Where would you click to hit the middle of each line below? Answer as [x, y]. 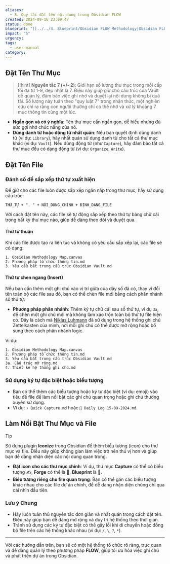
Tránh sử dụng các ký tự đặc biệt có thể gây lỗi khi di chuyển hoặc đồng [88, 525]
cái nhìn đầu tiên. [31, 490]
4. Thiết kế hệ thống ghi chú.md [40, 368]
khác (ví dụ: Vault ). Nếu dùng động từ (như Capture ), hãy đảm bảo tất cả [88, 144]
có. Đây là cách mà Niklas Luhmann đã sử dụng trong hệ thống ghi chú [87, 320]
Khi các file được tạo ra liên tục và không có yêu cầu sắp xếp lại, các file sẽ [84, 243]
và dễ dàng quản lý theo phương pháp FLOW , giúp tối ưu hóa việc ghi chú [82, 550]
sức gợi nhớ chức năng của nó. [45, 127]
